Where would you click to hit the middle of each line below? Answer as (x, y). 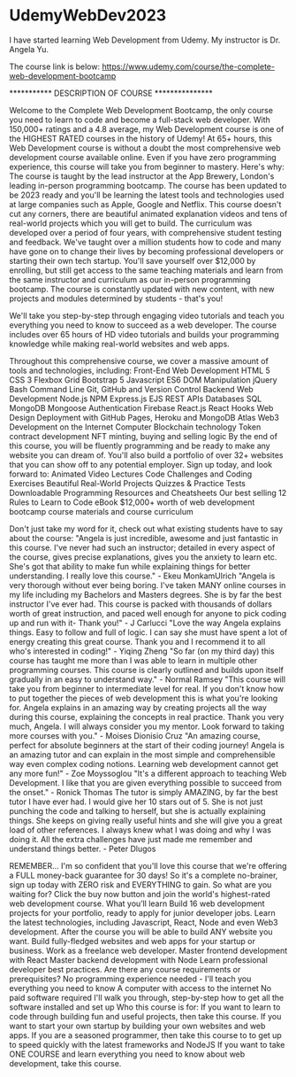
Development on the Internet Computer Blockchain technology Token (135, 427)
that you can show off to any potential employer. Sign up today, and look (140, 464)
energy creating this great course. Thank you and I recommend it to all (137, 641)
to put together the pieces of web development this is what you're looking (144, 698)
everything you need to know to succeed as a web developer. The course (143, 325)
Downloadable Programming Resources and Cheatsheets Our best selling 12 (148, 492)
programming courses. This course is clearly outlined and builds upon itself (147, 670)
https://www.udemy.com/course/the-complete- (188, 66)
